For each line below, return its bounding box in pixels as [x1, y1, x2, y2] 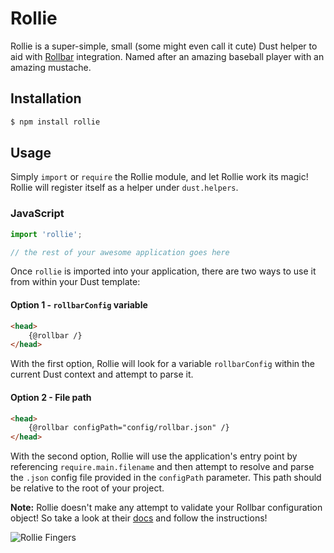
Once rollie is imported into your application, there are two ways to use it [10, 265, 317, 277]
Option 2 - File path [10, 391, 92, 403]
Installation [10, 90, 82, 107]
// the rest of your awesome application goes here [10, 247, 230, 257]
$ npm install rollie [10, 117, 101, 127]
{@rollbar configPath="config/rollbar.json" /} [28, 423, 230, 433]
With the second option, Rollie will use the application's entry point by [10, 450, 298, 462]
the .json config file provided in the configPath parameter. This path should [10, 472, 322, 484]
